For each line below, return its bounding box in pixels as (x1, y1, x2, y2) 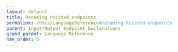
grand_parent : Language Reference (6, 31, 94, 37)
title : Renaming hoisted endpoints (6, 14, 97, 20)
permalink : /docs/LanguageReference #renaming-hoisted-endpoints (6, 20, 173, 26)
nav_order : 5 (6, 36, 39, 42)
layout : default (6, 8, 47, 15)
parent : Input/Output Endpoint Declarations (6, 25, 121, 32)
